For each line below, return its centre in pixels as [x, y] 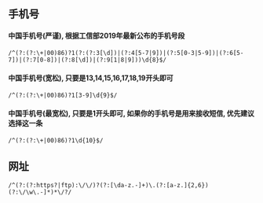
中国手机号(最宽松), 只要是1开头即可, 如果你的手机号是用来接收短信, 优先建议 [131, 113]
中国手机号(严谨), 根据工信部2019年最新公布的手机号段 [97, 35]
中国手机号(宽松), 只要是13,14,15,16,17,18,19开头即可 [91, 78]
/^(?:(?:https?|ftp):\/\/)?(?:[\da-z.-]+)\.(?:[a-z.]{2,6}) [109, 185]
